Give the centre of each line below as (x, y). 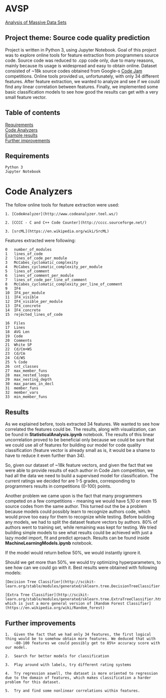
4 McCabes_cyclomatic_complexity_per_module (54, 267)
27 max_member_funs (26, 371)
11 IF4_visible (22, 298)
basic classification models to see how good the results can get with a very (82, 92)
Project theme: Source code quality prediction (78, 38)
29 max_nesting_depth (28, 380)
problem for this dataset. (33, 682)
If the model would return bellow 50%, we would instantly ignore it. (73, 553)
